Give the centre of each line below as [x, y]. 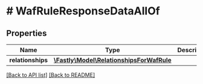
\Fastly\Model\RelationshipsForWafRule [112, 60]
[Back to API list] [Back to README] [51, 75]
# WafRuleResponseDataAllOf [83, 11]
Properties [27, 33]
